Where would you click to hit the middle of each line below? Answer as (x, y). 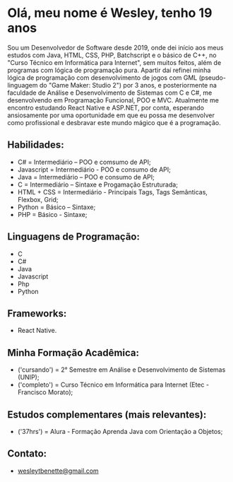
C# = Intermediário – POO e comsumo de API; (84, 162)
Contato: (27, 454)
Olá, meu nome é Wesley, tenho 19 (110, 13)
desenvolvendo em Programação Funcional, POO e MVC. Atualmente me (113, 100)
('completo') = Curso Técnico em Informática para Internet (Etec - (113, 385)
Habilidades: (36, 145)
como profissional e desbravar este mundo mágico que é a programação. (114, 122)
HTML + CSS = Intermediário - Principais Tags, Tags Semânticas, (113, 192)
